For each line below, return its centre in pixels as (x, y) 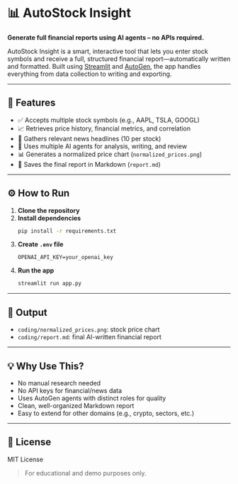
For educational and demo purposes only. (85, 473)
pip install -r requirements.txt (67, 231)
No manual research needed (59, 383)
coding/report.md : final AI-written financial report (89, 337)
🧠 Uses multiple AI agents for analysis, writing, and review (102, 146)
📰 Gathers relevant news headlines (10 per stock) (89, 138)
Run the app (36, 270)
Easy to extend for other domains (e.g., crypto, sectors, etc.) (106, 413)
